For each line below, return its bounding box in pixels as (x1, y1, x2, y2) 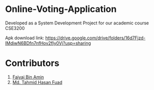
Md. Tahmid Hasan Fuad (12, 79, 63, 85)
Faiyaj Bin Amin (12, 74, 44, 80)
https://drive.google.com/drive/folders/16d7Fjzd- (45, 35, 146, 41)
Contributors (5, 58, 60, 69)
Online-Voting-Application (5, 3, 117, 15)
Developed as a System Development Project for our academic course (5, 20, 149, 26)
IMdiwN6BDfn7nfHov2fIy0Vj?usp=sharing (5, 40, 91, 46)
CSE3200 (5, 25, 25, 31)
